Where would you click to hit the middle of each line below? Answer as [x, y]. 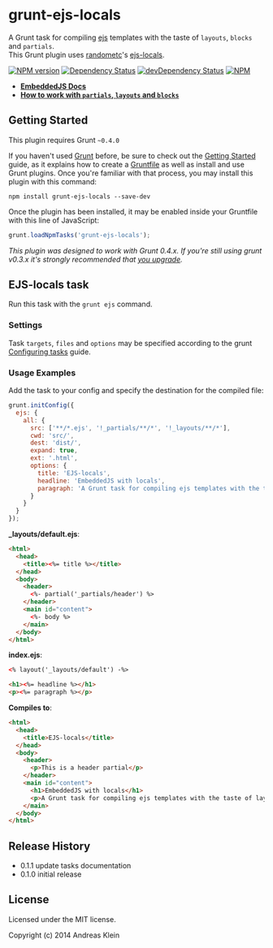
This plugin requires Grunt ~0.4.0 [64, 140]
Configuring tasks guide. [50, 352]
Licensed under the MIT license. [62, 919]
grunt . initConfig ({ [41, 405]
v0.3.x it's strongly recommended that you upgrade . [95, 259]
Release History [50, 846]
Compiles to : [30, 708]
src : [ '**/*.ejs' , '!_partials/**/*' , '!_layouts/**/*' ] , [130, 428]
